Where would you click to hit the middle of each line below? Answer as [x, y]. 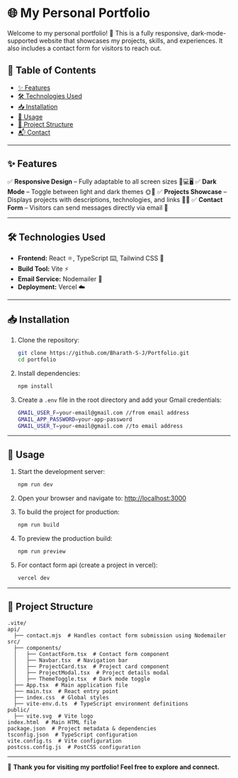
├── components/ [38, 648]
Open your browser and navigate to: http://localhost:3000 [102, 498]
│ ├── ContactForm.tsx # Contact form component [92, 654]
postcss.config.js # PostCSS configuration [74, 747]
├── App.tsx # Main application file [71, 685]
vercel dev [34, 578]
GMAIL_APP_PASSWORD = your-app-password [75, 419]
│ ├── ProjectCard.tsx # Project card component [92, 666]
